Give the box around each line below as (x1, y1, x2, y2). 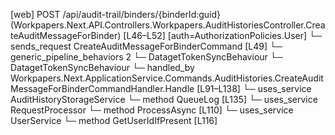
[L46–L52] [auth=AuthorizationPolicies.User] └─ (123, 30, 322, 41)
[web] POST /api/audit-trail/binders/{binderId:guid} (10, 9, 222, 20)
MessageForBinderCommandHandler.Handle (10, 83, 195, 94)
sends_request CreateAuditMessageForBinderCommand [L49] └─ (10, 40, 283, 52)
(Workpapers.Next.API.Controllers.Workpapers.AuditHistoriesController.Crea (10, 19, 326, 31)
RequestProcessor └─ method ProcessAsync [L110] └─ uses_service (10, 104, 294, 116)
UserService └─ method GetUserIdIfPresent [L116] (10, 115, 218, 126)
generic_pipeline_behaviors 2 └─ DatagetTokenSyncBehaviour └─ (10, 51, 283, 63)
